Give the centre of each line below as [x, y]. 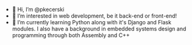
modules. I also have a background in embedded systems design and [99, 29]
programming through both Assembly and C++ [71, 35]
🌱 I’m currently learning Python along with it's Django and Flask [92, 22]
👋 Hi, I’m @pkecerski [38, 9]
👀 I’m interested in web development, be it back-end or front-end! [94, 16]
